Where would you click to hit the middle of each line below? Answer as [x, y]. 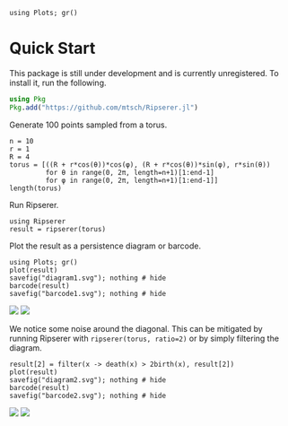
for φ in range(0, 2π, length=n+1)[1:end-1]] [132, 180]
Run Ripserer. [34, 204]
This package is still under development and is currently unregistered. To [144, 73]
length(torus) [36, 188]
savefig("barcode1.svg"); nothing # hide [88, 293]
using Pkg [28, 99]
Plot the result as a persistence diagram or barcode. [105, 246]
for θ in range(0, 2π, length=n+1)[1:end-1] [130, 172]
